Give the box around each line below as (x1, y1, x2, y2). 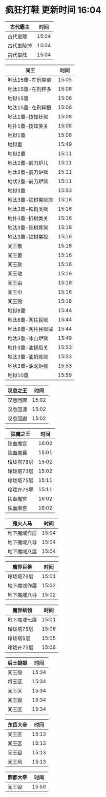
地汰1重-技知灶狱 (7, 113, 48, 120)
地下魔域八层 (7, 548, 38, 555)
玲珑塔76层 (7, 573, 34, 580)
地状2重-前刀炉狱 (7, 178, 48, 185)
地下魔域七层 (7, 616, 38, 623)
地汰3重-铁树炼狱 (7, 224, 48, 231)
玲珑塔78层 (7, 458, 34, 465)
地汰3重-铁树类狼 (7, 233, 48, 240)
